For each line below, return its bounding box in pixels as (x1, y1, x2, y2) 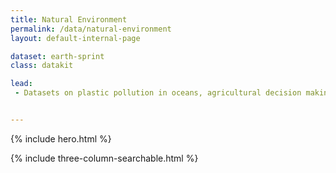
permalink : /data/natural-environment (10, 24, 172, 34)
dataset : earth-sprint (10, 51, 105, 61)
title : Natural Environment (10, 14, 128, 25)
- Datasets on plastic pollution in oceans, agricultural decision (14, 88, 302, 98)
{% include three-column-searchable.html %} (10, 152, 199, 164)
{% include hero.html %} (10, 132, 112, 145)
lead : (10, 79, 33, 89)
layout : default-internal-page (10, 33, 141, 43)
